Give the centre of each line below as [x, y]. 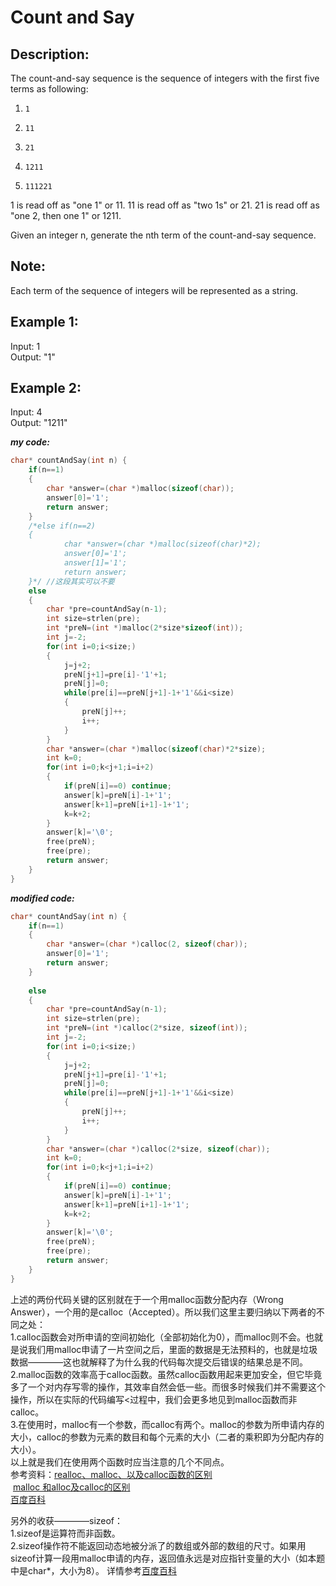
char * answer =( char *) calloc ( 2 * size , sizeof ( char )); [158, 1149]
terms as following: [49, 89]
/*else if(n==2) [62, 526]
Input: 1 [25, 346]
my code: [30, 442]
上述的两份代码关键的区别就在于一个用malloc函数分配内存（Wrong [147, 1299]
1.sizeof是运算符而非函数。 [65, 1533]
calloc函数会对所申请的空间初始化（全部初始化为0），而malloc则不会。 [161, 1337]
